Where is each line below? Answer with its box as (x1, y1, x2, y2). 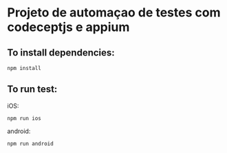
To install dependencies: (7, 47, 115, 58)
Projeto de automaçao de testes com (7, 5, 221, 21)
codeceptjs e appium (7, 19, 130, 35)
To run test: (7, 84, 58, 95)
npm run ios (7, 115, 41, 121)
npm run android (7, 140, 54, 147)
